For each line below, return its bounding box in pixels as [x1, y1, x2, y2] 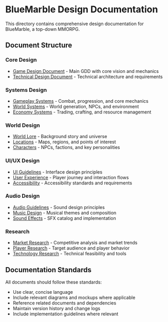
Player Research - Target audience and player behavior [12, 245, 130, 251]
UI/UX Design [5, 157, 40, 164]
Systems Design [5, 86, 47, 93]
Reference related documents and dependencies [12, 299, 117, 306]
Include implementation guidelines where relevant [12, 311, 119, 317]
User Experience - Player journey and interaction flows [12, 174, 129, 180]
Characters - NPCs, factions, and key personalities [12, 144, 120, 150]
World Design [5, 122, 40, 129]
